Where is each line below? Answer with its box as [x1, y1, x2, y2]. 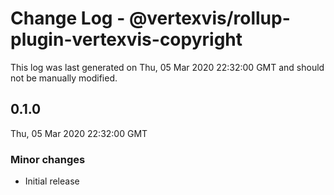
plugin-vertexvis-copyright [10, 28, 243, 51]
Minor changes [10, 152, 86, 166]
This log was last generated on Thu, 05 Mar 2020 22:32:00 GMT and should [10, 61, 325, 73]
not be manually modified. [10, 72, 118, 84]
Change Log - [10, 7, 126, 30]
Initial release [24, 175, 80, 187]
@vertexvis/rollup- [128, 7, 291, 30]
